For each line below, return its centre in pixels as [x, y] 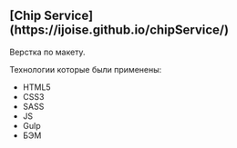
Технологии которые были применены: [86, 69]
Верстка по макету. [47, 52]
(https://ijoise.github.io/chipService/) [119, 30]
